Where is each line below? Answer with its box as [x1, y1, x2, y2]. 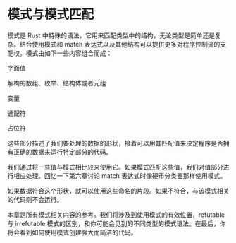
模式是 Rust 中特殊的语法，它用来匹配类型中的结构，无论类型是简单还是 [7, 31, 216, 40]
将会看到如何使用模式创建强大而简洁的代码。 [7, 227, 137, 237]
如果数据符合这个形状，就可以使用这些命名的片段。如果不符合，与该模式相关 [7, 186, 230, 195]
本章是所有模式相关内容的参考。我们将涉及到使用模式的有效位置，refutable [7, 210, 225, 219]
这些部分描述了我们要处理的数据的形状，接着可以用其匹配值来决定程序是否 [7, 138, 223, 147]
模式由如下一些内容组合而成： [25, 49, 113, 57]
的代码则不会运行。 [7, 195, 63, 203]
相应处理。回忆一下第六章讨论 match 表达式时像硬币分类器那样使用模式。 [13, 171, 227, 180]
